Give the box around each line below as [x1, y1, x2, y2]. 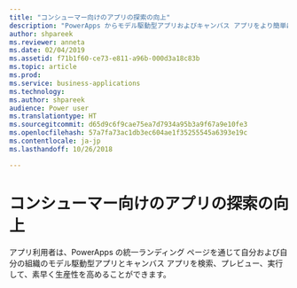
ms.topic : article [9, 63, 77, 72]
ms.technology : [9, 87, 66, 96]
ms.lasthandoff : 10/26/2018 [9, 144, 113, 153]
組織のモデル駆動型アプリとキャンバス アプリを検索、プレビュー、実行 [24, 258, 284, 269]
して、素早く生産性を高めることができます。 [9, 269, 171, 279]
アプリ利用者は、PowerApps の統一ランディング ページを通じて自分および [9, 246, 280, 257]
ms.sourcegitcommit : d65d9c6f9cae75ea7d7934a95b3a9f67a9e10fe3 [9, 121, 248, 129]
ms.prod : [9, 71, 42, 80]
